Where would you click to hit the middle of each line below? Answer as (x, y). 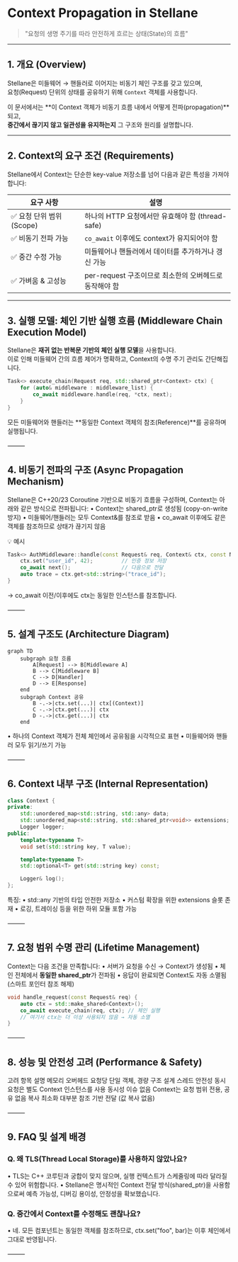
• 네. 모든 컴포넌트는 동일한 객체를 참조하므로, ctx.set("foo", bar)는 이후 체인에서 (119, 1231)
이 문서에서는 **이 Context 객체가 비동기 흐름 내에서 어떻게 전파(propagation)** (119, 107)
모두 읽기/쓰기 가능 (40, 744)
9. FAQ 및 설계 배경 (47, 1137)
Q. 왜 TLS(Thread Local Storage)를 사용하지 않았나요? (97, 1159)
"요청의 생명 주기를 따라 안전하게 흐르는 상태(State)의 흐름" (107, 33)
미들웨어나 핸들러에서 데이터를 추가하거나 (149, 251)
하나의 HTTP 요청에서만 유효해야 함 (140, 216)
